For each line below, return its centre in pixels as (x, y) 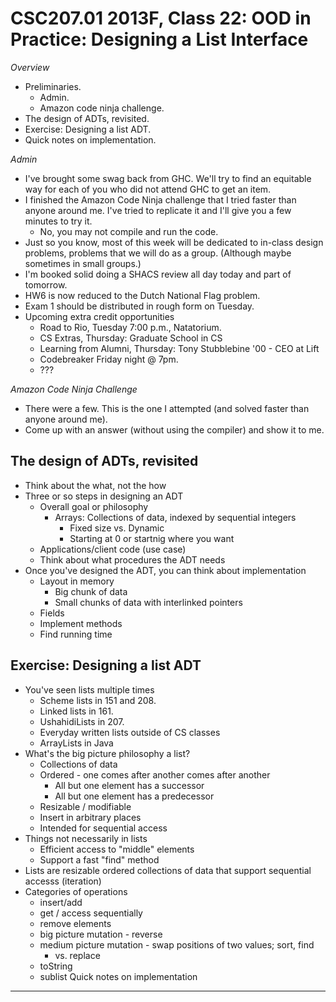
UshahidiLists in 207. (82, 721)
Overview (30, 67)
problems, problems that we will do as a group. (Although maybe (158, 253)
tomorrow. (46, 284)
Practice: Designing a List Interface (159, 39)
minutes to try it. (58, 221)
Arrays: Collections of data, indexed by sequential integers (175, 517)
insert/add (61, 902)
